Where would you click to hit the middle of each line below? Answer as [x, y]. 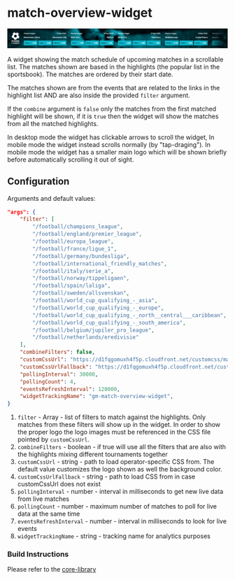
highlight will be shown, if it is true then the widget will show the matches [113, 116]
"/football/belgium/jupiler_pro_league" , [94, 330]
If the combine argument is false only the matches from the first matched [112, 108]
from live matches [43, 499]
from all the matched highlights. [53, 123]
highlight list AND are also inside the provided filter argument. [99, 95]
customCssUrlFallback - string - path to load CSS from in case [106, 476]
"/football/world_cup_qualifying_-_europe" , [98, 308]
